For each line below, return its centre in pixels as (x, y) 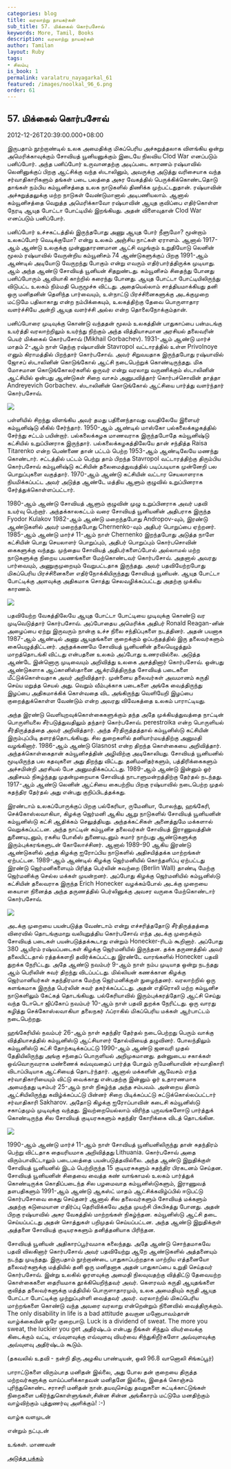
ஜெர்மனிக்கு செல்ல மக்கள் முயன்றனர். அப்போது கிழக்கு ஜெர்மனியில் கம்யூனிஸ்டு (114, 875)
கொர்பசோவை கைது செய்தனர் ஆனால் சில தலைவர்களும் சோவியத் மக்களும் (107, 1198)
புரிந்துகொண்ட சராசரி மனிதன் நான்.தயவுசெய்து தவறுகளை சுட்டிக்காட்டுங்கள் (107, 1387)
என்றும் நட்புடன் (28, 1430)
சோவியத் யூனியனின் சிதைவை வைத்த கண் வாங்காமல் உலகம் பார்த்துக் (101, 1175)
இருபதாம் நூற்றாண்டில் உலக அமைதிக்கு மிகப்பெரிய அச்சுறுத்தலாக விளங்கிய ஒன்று (115, 148)
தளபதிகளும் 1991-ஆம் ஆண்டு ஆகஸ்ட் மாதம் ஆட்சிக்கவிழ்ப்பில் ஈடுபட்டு (105, 1191)
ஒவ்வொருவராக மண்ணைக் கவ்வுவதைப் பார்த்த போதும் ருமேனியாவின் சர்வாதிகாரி (115, 1063)
